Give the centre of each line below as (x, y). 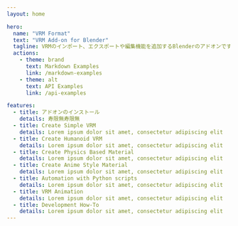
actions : (26, 53)
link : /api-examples (56, 93)
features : (21, 106)
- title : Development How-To (56, 205)
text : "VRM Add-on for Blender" (61, 40)
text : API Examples (54, 86)
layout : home (26, 14)
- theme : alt (39, 80)
